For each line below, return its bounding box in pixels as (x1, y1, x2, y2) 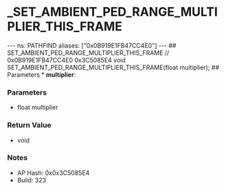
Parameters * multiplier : (7, 70, 76, 79)
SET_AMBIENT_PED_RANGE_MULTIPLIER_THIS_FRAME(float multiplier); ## (7, 63, 220, 71)
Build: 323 (16, 176, 47, 184)
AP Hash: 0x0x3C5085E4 (16, 169, 90, 177)
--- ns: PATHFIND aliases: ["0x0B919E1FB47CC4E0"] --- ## (7, 41, 177, 49)
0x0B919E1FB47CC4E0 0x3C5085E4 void (7, 56, 126, 64)
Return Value (7, 121, 52, 130)
